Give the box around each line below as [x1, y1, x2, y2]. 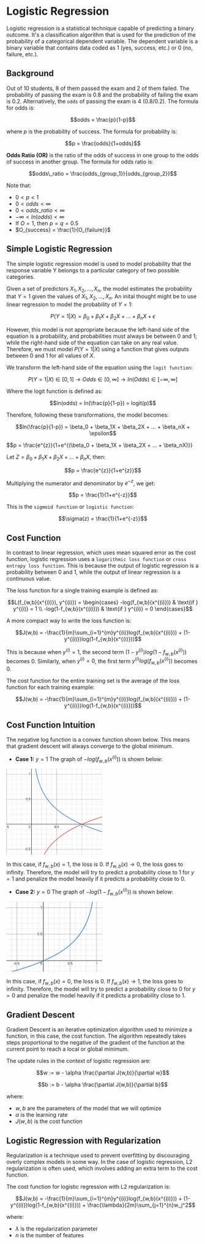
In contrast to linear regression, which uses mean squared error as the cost [6, 549, 196, 556]
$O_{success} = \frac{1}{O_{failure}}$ [15, 226, 111, 233]
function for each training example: [6, 683, 95, 691]
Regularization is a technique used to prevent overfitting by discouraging [6, 1152, 190, 1159]
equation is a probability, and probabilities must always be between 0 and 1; [6, 332, 198, 340]
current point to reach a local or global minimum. [6, 1045, 130, 1053]
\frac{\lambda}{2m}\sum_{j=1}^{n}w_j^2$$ [87, 1201, 196, 1209]
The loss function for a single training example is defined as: [6, 587, 159, 594]
